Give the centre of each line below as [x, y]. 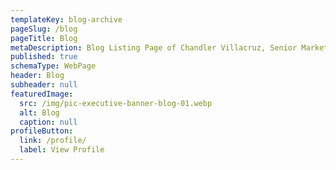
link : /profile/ [53, 141]
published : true [44, 57]
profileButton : [42, 131]
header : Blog [37, 76]
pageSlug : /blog [44, 29]
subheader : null [44, 85]
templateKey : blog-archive [66, 19]
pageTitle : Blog [44, 38]
